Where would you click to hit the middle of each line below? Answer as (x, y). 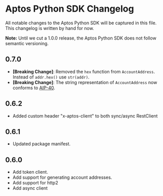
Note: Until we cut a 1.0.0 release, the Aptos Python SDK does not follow (81, 38)
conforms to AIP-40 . (34, 88)
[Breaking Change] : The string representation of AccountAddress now (85, 82)
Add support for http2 (35, 183)
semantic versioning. (27, 43)
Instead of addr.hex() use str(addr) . (51, 77)
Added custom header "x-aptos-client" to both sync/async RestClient (85, 116)
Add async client (30, 188)
